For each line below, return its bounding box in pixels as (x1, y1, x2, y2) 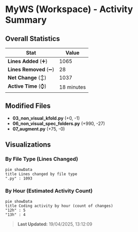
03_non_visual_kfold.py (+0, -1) (12, 115, 80, 121)
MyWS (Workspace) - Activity (5, 4, 133, 15)
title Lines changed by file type (5, 171, 78, 177)
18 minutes (59, 83, 86, 90)
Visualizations (5, 140, 51, 149)
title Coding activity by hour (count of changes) (5, 203, 113, 208)
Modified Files (5, 102, 51, 110)
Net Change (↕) (8, 74, 47, 81)
